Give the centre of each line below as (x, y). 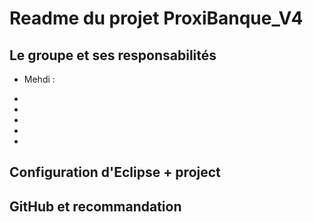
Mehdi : (39, 79)
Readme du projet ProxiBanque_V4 (156, 18)
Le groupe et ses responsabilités (113, 55)
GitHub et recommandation (95, 206)
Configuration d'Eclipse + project (115, 172)
